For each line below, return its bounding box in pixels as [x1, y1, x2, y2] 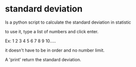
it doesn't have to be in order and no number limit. [5, 47, 105, 53]
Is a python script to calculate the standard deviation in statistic [5, 19, 132, 25]
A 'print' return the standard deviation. [5, 56, 81, 62]
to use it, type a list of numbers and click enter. [5, 28, 99, 34]
